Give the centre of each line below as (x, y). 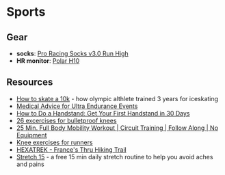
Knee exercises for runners (54, 142)
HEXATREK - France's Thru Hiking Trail (71, 149)
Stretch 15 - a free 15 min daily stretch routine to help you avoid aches (115, 157)
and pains (30, 164)
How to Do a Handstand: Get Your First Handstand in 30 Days (103, 113)
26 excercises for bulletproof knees (66, 120)
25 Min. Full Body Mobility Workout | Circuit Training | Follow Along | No (117, 128)
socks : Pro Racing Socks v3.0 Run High (72, 53)
